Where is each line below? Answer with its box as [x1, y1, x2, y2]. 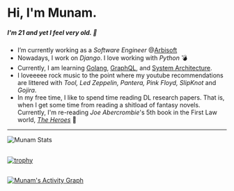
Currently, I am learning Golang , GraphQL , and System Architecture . [17, 64, 212, 72]
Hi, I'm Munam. [7, 5, 97, 21]
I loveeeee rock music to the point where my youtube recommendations [17, 71, 224, 79]
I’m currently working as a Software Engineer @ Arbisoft [17, 46, 178, 54]
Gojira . [17, 86, 37, 95]
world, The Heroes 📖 [17, 116, 77, 124]
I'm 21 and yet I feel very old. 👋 [7, 28, 97, 36]
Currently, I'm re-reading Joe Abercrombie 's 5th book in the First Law [17, 108, 217, 116]
